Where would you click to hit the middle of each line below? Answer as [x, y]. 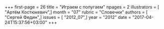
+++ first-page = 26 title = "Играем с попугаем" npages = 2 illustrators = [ [82, 7]
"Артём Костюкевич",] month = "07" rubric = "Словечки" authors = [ [76, 12]
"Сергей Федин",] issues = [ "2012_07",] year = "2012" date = [68, 17]
